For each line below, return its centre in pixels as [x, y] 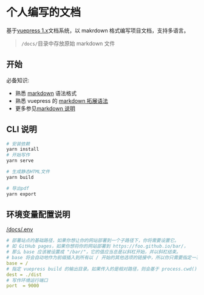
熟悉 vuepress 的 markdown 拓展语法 [61, 100]
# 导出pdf [18, 188]
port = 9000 [23, 286]
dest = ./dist [24, 274]
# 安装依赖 [18, 144]
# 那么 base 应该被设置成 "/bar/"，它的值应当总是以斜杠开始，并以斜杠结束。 [93, 252]
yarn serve [20, 161]
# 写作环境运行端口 [27, 280]
